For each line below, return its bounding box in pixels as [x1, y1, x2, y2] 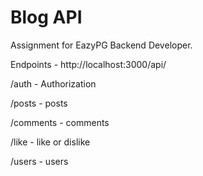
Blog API [10, 6, 83, 29]
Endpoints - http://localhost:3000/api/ [10, 58, 167, 70]
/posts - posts [10, 97, 68, 109]
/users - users [10, 155, 69, 167]
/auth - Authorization [10, 77, 97, 90]
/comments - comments [10, 116, 110, 128]
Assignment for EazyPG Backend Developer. [10, 39, 193, 51]
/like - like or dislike [10, 136, 91, 148]
